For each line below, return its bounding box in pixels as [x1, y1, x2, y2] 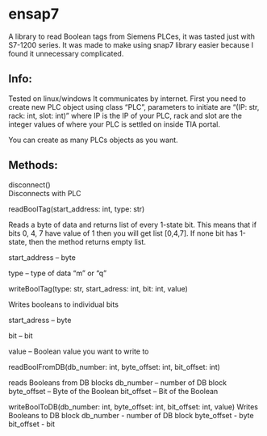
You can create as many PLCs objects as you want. [8, 135, 179, 145]
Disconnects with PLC [8, 188, 82, 198]
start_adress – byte [8, 315, 72, 325]
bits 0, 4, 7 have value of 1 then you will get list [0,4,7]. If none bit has [8, 228, 238, 238]
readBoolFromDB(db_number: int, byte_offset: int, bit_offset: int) [8, 362, 220, 371]
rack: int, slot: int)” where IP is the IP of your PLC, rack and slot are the [8, 111, 242, 120]
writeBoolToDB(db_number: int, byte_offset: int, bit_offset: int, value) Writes [8, 401, 258, 412]
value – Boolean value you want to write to [8, 346, 149, 356]
